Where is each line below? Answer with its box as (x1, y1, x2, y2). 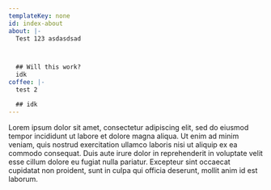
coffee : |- (8, 78, 45, 87)
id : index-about (8, 19, 63, 27)
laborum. (8, 174, 39, 184)
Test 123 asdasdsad (15, 34, 82, 43)
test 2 (15, 86, 38, 94)
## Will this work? (15, 63, 82, 71)
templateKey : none (8, 11, 70, 20)
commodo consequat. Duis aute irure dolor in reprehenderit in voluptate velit (8, 148, 263, 158)
